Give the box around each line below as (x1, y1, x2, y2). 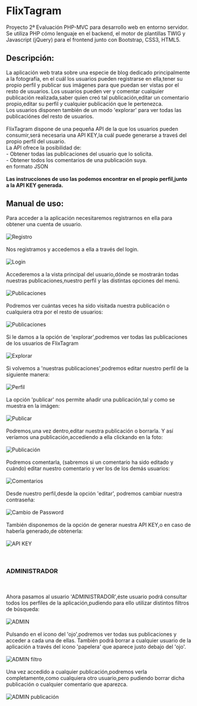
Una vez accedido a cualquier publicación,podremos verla (6, 668, 148, 675)
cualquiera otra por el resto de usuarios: (6, 308, 103, 315)
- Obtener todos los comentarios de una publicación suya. (6, 156, 147, 163)
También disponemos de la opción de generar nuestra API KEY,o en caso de (6, 521, 191, 528)
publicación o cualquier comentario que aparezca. (6, 681, 128, 688)
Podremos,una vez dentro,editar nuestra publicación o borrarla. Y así (6, 427, 173, 434)
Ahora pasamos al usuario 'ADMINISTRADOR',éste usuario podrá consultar (6, 593, 187, 600)
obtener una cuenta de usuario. (6, 220, 82, 227)
